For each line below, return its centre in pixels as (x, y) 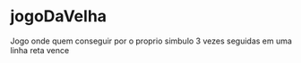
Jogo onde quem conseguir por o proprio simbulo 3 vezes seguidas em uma (151, 41)
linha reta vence (40, 50)
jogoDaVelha (58, 16)
